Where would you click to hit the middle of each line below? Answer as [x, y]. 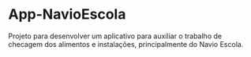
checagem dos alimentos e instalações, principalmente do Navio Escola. [126, 44]
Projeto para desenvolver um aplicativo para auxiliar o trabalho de [115, 36]
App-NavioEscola [67, 14]
